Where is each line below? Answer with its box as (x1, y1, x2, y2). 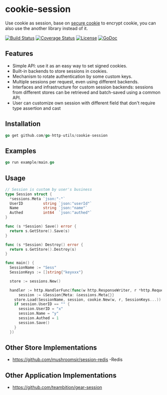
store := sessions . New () (9, 279, 61, 284)
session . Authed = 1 (18, 316, 59, 321)
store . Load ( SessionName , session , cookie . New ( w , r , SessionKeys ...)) (14, 297, 162, 302)
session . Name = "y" (18, 311, 59, 316)
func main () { (5, 261, 35, 266)
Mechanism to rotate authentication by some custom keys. (12, 73, 133, 79)
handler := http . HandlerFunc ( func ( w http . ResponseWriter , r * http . (9, 288, 153, 293)
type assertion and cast (12, 105, 61, 111)
